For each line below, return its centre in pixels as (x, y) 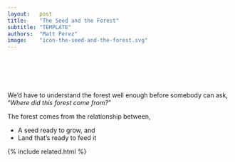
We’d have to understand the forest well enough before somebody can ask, (117, 95)
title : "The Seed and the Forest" (63, 21)
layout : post (30, 14)
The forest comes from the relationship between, (79, 117)
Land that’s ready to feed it (57, 138)
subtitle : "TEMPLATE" (40, 27)
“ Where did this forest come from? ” (59, 103)
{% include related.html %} (47, 152)
